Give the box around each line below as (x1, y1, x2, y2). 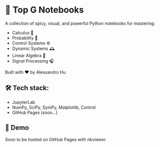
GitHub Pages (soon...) (12, 109, 58, 115)
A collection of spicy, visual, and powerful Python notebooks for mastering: (5, 20, 155, 26)
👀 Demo (5, 124, 29, 132)
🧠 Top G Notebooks (5, 4, 84, 16)
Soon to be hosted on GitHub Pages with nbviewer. (5, 136, 107, 142)
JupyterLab (12, 99, 35, 105)
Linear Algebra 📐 (12, 52, 46, 58)
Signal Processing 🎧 (12, 58, 54, 64)
